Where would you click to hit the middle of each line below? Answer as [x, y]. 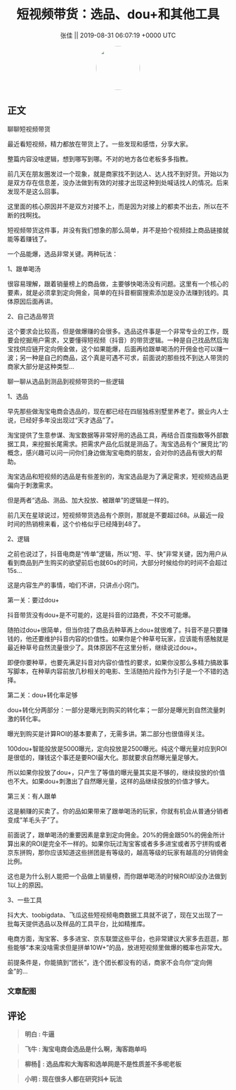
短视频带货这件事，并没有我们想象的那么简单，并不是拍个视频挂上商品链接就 [118, 230]
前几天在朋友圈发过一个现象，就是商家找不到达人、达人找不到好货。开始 [112, 174]
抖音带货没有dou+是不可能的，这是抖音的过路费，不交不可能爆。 [101, 615]
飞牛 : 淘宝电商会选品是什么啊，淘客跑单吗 [86, 1049]
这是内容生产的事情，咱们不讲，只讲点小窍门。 [75, 585]
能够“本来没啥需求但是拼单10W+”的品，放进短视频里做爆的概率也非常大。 [119, 947]
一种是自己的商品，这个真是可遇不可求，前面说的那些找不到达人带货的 [127, 357]
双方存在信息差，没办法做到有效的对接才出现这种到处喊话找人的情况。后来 [121, 182]
